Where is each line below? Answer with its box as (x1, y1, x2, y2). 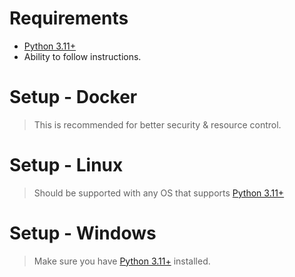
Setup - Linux (9, 154, 124, 177)
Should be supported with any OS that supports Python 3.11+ (33, 187, 285, 199)
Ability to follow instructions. (23, 50, 142, 62)
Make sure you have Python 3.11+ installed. (33, 255, 211, 267)
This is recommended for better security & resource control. (33, 118, 282, 131)
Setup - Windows (9, 222, 157, 244)
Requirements (9, 7, 129, 30)
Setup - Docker (9, 86, 138, 109)
